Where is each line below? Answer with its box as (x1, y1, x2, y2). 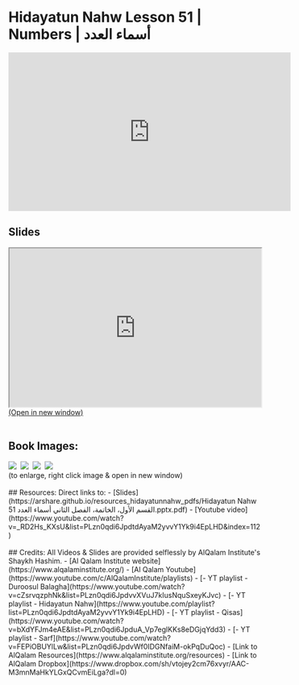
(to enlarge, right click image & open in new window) (8, 470, 183, 479)
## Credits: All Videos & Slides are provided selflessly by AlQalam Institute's (8, 547, 260, 557)
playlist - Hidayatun (8, 599, 73, 608)
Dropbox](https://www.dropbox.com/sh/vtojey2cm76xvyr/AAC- (38, 658, 250, 668)
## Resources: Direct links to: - (8, 488, 111, 497)
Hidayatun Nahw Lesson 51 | (8, 8, 202, 27)
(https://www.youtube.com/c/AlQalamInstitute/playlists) (8, 573, 193, 583)
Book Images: (8, 439, 79, 453)
